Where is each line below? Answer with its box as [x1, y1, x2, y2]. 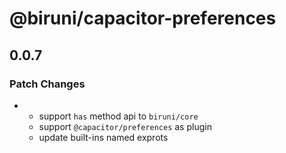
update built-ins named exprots [38, 131, 169, 143]
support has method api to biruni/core [38, 110, 199, 122]
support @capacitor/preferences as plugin [38, 120, 212, 132]
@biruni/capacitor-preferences [9, 7, 277, 30]
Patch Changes [9, 77, 86, 91]
